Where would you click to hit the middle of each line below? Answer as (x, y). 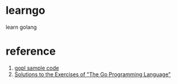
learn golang (21, 27)
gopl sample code (37, 68)
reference (31, 51)
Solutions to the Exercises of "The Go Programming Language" (92, 74)
